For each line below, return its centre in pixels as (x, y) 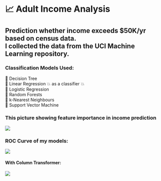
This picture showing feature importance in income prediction (81, 117)
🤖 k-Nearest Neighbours (30, 100)
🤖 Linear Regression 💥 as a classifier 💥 (45, 83)
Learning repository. (37, 54)
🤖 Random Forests (24, 94)
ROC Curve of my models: (37, 141)
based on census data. (41, 38)
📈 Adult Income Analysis (58, 9)
